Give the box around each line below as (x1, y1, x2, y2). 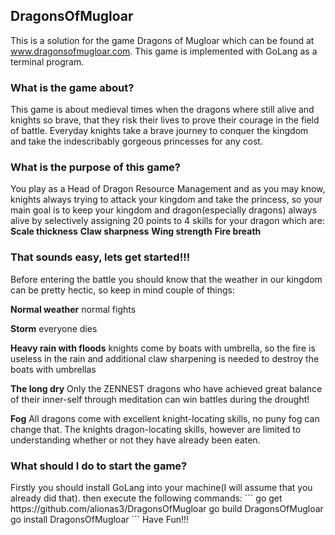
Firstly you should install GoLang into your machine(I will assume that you (10, 482, 313, 493)
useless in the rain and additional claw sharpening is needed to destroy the (10, 352, 320, 364)
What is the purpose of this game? (10, 160, 181, 174)
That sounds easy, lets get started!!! (10, 250, 191, 264)
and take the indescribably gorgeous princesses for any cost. (10, 135, 263, 148)
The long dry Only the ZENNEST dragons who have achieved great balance (10, 382, 323, 394)
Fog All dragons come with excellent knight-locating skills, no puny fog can (10, 412, 320, 424)
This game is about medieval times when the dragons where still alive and (10, 104, 315, 116)
